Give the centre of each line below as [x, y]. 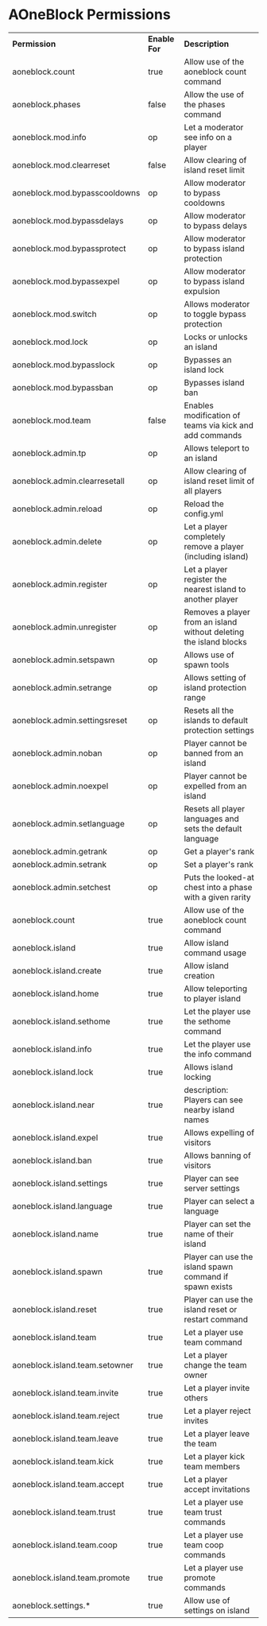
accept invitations [217, 1489]
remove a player [214, 546]
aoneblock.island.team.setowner [73, 1365]
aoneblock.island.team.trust [64, 1512]
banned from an [214, 753]
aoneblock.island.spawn [58, 1272]
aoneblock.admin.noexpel [60, 786]
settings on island [217, 1610]
